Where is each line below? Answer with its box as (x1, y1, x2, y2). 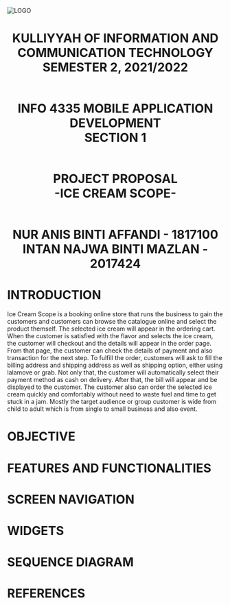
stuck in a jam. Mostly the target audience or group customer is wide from (7, 398, 217, 406)
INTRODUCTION (7, 287, 102, 303)
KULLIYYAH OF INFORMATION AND (12, 31, 219, 46)
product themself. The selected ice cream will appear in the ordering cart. (7, 324, 216, 333)
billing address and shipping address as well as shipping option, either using (7, 361, 223, 370)
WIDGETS (7, 523, 65, 538)
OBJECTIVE (7, 429, 76, 444)
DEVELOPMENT (69, 115, 161, 131)
